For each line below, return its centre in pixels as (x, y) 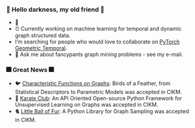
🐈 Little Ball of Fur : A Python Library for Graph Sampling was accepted (102, 111)
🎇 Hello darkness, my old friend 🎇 (55, 10)
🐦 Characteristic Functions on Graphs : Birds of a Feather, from (92, 83)
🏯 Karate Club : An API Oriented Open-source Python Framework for (98, 98)
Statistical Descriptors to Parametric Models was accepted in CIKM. (98, 92)
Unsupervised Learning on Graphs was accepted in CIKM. (86, 104)
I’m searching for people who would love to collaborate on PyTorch (97, 42)
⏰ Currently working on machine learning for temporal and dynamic (98, 29)
